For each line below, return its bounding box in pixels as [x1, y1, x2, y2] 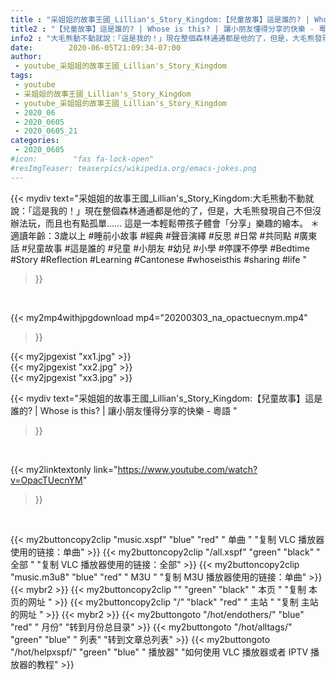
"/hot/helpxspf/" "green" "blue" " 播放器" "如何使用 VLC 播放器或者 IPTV [10, 646, 309, 658]
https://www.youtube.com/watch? [117, 463, 258, 475]
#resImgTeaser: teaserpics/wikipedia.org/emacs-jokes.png [10, 163, 257, 173]
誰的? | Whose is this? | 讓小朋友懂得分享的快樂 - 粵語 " [10, 404, 238, 416]
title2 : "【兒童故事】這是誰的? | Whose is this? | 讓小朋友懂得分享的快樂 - [10, 24, 315, 34]
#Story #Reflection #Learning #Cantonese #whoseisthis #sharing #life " [10, 253, 307, 265]
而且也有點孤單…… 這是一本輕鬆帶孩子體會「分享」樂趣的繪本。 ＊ [44, 217, 320, 229]
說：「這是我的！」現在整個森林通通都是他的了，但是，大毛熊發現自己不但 [10, 204, 313, 216]
